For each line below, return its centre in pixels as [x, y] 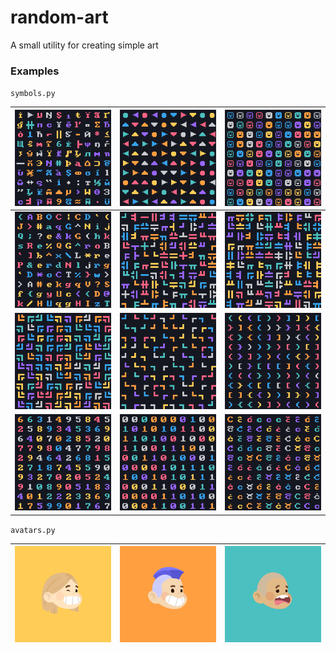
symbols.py [33, 94]
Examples [35, 71]
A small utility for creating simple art [84, 45]
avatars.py [33, 530]
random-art [59, 17]
